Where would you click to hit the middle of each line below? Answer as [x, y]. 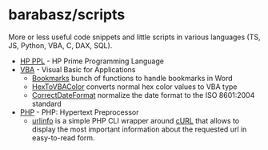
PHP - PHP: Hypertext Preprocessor [79, 112]
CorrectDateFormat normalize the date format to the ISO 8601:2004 [143, 95]
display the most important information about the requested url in [139, 129]
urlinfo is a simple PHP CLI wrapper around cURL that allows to [136, 120]
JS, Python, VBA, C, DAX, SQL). [60, 45]
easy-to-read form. [63, 137]
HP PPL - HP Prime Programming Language [92, 61]
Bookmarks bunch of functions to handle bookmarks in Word [132, 78]
